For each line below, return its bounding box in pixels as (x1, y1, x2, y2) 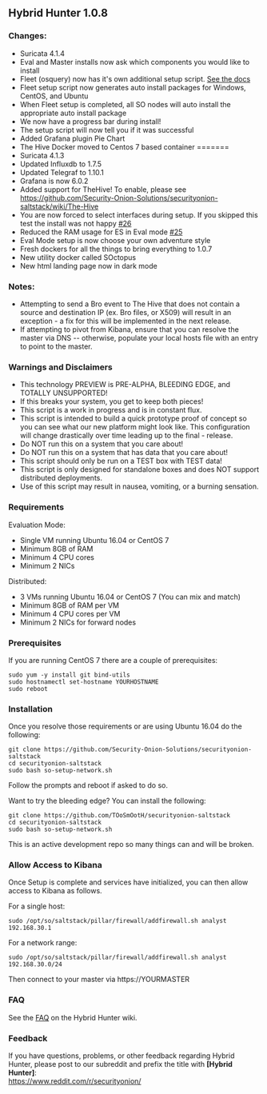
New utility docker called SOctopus (19, 252, 137, 262)
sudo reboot (8, 685, 48, 693)
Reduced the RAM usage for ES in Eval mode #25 (19, 227, 183, 237)
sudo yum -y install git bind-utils (8, 671, 130, 679)
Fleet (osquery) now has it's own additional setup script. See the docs (19, 74, 251, 83)
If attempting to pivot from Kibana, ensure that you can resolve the (19, 324, 240, 334)
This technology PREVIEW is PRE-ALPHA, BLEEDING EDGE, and (19, 380, 230, 389)
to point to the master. (19, 341, 94, 351)
